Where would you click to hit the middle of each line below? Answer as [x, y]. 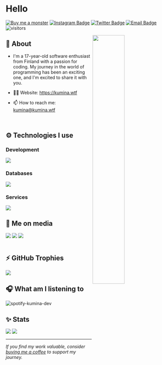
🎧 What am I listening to [45, 289]
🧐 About [19, 44]
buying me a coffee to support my [41, 352]
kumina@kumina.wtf [34, 110]
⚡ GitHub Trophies [35, 258]
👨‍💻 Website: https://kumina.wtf [45, 92]
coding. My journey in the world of [49, 66]
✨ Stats [18, 319]
